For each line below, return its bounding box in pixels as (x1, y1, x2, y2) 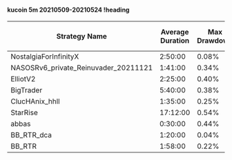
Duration (159, 36, 190, 46)
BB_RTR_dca (10, 130, 52, 140)
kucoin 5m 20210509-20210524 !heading (7, 6, 130, 14)
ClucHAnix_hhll (10, 97, 60, 106)
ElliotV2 (10, 74, 36, 84)
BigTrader (10, 86, 43, 95)
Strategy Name (56, 32, 107, 41)
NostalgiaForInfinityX (10, 52, 79, 61)
